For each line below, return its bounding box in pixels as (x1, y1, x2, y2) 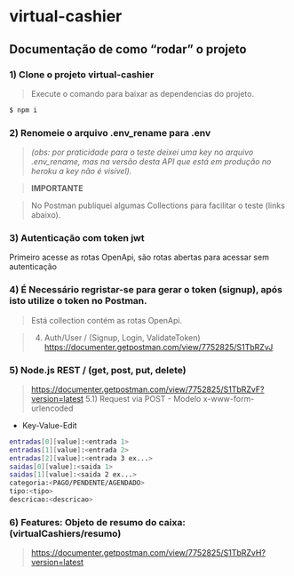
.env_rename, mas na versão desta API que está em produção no (30, 156, 272, 167)
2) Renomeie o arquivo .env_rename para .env (9, 126, 211, 139)
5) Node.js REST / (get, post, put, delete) (9, 364, 187, 376)
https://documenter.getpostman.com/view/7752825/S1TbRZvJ (44, 341, 274, 352)
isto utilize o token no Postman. (9, 295, 147, 308)
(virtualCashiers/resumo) (9, 527, 122, 540)
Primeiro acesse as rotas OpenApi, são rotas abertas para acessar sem (9, 252, 269, 263)
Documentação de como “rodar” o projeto (9, 42, 247, 57)
